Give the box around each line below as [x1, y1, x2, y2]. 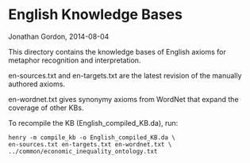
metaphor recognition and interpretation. [8, 55, 141, 65]
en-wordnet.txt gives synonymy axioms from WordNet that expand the [8, 94, 240, 104]
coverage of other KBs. [8, 103, 84, 112]
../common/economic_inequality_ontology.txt [8, 147, 158, 155]
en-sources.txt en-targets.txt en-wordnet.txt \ [8, 140, 172, 148]
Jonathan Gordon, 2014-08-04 [8, 32, 110, 41]
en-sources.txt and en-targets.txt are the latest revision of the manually [8, 70, 242, 80]
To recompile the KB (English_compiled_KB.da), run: [8, 118, 179, 127]
